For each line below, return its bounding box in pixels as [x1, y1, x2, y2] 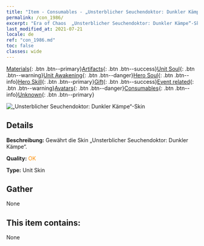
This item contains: [6, 217, 81, 228]
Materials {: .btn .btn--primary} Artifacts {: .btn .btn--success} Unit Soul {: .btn [6, 65, 195, 72]
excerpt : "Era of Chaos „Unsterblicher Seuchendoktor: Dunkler [6, 20, 172, 26]
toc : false [6, 43, 34, 49]
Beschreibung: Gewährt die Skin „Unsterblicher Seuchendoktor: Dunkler [6, 136, 188, 143]
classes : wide [6, 49, 42, 55]
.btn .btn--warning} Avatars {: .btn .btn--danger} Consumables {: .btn [6, 84, 174, 92]
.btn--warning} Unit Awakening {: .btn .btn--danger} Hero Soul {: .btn [6, 71, 174, 79]
